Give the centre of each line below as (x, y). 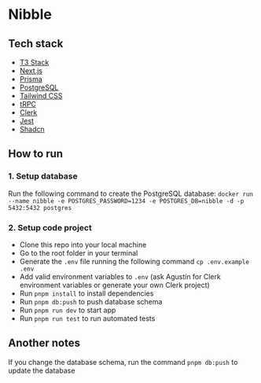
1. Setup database (43, 176)
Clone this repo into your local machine (83, 245)
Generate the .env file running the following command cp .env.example (134, 261)
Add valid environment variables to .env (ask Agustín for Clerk (120, 276)
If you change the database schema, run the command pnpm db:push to (123, 362)
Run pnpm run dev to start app (68, 310)
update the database (42, 370)
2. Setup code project (50, 227)
